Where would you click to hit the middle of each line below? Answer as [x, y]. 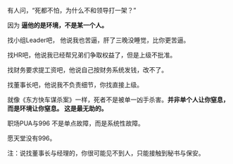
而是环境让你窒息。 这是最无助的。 [57, 108]
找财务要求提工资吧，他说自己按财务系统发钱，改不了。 [87, 70]
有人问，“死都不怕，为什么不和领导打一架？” [72, 10]
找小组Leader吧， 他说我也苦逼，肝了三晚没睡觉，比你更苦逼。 [99, 40]
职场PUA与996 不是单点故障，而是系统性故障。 [76, 123]
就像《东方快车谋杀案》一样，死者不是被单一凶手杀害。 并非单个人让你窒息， [118, 100]
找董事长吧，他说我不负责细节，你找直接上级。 [75, 85]
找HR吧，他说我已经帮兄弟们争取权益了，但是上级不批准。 [92, 55]
